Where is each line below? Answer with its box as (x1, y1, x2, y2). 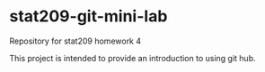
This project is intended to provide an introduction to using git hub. (9, 52, 256, 63)
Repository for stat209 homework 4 (9, 36, 142, 46)
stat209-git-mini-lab (9, 6, 168, 27)
